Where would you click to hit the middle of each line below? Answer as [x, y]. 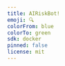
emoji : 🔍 [21, 20]
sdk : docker [24, 39]
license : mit [26, 52]
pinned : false [28, 45]
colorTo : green [29, 33]
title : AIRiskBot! [34, 13]
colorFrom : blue [30, 26]
